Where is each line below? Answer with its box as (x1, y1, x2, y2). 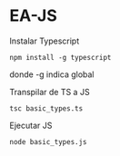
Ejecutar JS (9, 120, 53, 131)
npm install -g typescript (9, 53, 112, 62)
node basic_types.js (9, 137, 88, 146)
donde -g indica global (9, 69, 95, 80)
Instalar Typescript (9, 35, 80, 46)
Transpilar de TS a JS (9, 86, 90, 97)
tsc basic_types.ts (9, 103, 84, 113)
